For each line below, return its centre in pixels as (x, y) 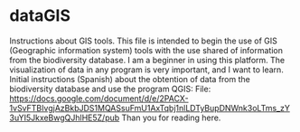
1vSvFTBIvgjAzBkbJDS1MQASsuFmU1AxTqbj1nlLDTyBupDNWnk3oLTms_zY (150, 108)
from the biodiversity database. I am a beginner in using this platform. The (147, 60)
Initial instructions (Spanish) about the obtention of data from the (130, 79)
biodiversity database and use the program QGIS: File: (110, 89)
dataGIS (40, 16)
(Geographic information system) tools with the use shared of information (146, 50)
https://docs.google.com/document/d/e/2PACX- (99, 98)
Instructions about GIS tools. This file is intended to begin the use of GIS (143, 41)
